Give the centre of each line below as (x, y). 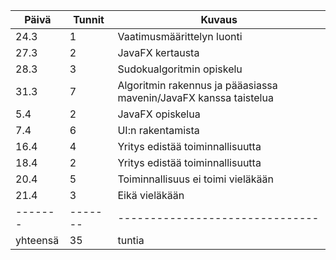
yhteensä (37, 240)
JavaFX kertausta (158, 52)
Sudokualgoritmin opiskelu (180, 69)
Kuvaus (219, 19)
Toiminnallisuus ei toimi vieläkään (195, 179)
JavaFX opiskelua (159, 114)
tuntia (131, 240)
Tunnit (89, 19)
